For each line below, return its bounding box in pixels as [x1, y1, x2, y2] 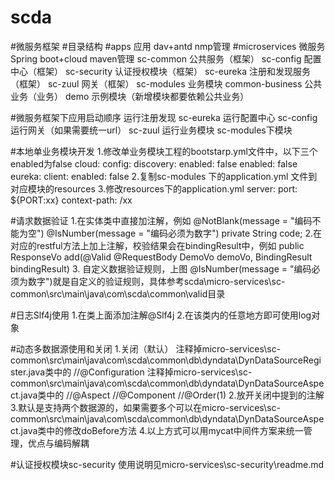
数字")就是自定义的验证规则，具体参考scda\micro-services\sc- [27, 275, 286, 287]
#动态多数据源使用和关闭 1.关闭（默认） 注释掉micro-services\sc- [10, 342, 282, 355]
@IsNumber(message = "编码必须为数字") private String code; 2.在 [46, 227, 323, 239]
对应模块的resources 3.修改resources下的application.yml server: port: [10, 182, 298, 195]
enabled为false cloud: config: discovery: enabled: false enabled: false [10, 157, 298, 170]
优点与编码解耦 [27, 437, 90, 449]
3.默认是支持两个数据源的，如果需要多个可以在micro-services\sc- [10, 401, 281, 413]
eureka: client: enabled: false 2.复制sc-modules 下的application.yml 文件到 [10, 170, 318, 182]
